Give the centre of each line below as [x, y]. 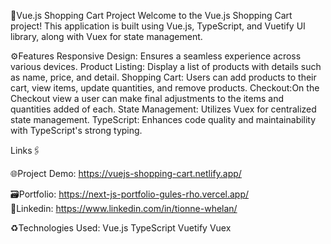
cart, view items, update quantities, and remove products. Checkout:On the [165, 88]
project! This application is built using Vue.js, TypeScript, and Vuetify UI [158, 26]
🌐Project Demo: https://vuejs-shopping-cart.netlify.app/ [126, 173]
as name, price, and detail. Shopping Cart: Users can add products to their [163, 77]
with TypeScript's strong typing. [76, 130]
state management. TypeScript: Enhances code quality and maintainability [163, 119]
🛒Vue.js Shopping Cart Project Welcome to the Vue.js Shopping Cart [151, 15]
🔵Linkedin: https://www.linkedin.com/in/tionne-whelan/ [124, 208]
